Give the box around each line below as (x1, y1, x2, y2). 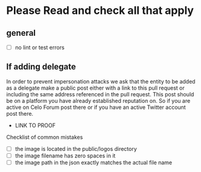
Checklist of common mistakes (6, 133, 83, 141)
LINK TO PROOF (14, 122, 56, 129)
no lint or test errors (14, 44, 65, 51)
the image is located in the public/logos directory (14, 145, 137, 152)
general (6, 28, 36, 38)
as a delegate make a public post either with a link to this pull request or (6, 84, 185, 91)
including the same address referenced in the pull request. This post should (6, 90, 194, 98)
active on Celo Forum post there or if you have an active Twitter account (6, 104, 186, 111)
